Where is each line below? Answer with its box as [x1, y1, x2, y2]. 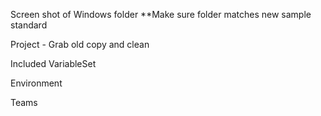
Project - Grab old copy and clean [10, 39, 150, 50]
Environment [10, 77, 63, 89]
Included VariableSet [10, 58, 97, 69]
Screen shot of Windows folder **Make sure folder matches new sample [10, 9, 312, 20]
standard [10, 19, 48, 31]
